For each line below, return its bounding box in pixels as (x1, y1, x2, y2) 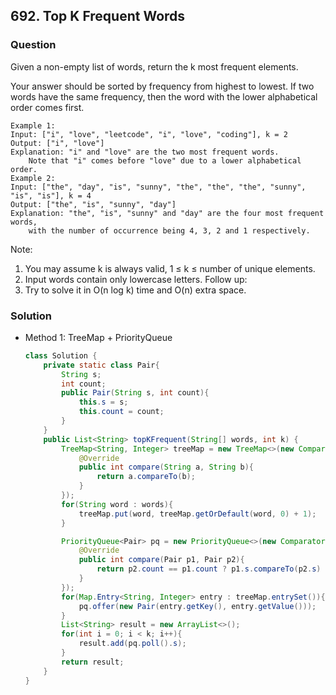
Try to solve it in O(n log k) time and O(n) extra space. (24, 284, 247, 296)
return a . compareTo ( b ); (96, 472, 196, 482)
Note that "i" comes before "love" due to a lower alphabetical (28, 155, 302, 166)
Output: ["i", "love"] (10, 138, 105, 148)
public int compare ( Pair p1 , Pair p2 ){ (78, 555, 245, 565)
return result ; (61, 657, 125, 667)
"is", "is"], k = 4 (10, 190, 92, 201)
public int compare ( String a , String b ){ (78, 462, 255, 473)
